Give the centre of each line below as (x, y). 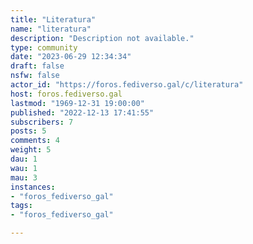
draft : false (37, 66)
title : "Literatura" (53, 19)
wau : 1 (24, 168)
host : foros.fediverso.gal (66, 94)
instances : (33, 187)
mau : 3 (24, 177)
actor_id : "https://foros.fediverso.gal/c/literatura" (127, 85)
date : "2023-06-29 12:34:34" (71, 57)
